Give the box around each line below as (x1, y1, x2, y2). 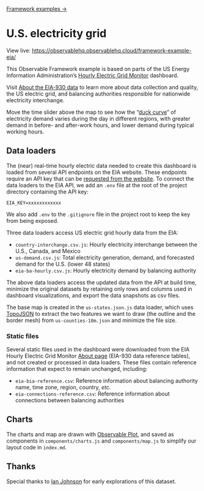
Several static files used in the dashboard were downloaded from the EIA (6, 346, 190, 353)
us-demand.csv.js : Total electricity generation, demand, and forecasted (15, 253, 194, 261)
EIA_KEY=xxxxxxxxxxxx (6, 200, 62, 206)
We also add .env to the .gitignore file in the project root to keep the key (6, 211, 191, 218)
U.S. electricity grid (6, 27, 107, 40)
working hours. (6, 128, 45, 135)
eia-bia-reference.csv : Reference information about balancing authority (15, 377, 199, 384)
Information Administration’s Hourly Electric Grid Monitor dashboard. (6, 72, 179, 79)
